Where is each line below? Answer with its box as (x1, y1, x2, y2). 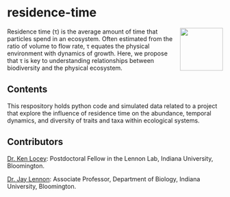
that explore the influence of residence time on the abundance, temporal (7, 109, 212, 117)
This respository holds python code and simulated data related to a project (7, 101, 218, 110)
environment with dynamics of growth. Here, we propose (7, 49, 168, 57)
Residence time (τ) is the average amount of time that (7, 27, 158, 36)
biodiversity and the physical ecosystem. (7, 64, 123, 72)
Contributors (7, 136, 64, 148)
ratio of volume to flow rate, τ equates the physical (7, 42, 150, 50)
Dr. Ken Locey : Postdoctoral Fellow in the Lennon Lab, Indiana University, (7, 154, 214, 162)
